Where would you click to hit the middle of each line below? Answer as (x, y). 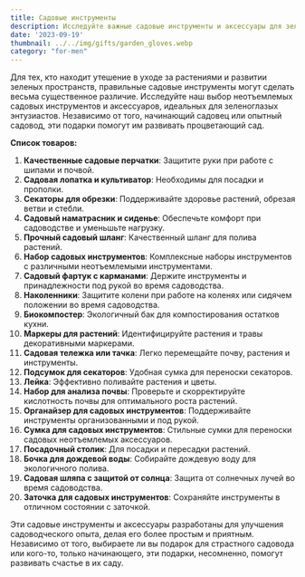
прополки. (43, 189)
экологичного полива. (66, 468)
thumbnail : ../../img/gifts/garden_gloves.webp (102, 43)
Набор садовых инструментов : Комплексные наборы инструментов (157, 257)
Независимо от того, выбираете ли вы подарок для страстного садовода (152, 543)
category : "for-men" (49, 52)
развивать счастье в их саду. (67, 563)
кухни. (36, 324)
